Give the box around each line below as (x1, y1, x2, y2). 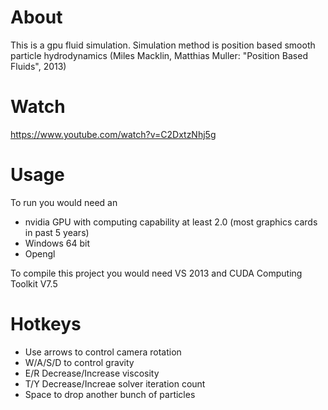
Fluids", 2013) (10, 60, 67, 72)
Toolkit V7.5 (10, 277, 58, 290)
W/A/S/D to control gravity (24, 356, 135, 368)
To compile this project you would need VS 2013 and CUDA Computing (10, 267, 303, 279)
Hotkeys (10, 313, 82, 335)
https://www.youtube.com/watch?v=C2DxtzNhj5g (10, 128, 217, 140)
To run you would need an (10, 196, 118, 208)
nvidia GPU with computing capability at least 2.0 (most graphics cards (24, 216, 318, 228)
